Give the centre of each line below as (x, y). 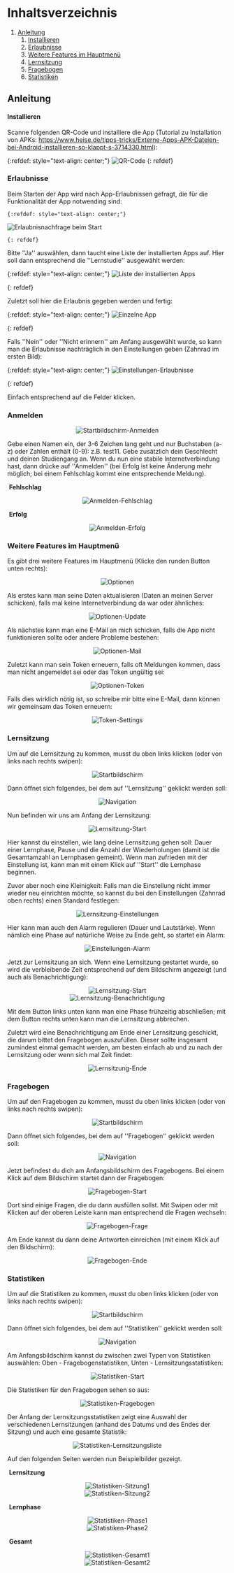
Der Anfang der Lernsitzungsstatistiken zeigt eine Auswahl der (97, 1417)
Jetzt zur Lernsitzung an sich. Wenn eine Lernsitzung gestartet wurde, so (113, 962)
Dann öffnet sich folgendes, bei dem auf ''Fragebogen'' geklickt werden (111, 1136)
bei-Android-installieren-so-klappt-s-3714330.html (80, 147)
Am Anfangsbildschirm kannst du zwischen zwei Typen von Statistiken (109, 1356)
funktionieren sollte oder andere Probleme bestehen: (83, 638)
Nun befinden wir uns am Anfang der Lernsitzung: (79, 815)
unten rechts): (27, 568)
